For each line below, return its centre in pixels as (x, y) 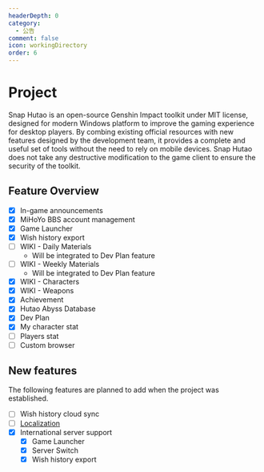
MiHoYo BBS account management (78, 219)
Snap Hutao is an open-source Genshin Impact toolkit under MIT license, (128, 115)
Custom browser (47, 345)
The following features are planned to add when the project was (114, 390)
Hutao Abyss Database (58, 309)
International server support (66, 432)
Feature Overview (54, 191)
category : (25, 23)
